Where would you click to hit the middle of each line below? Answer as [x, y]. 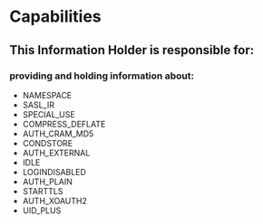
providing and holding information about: [102, 76]
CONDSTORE [48, 143]
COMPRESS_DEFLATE [64, 124]
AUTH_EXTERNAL [56, 153]
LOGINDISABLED [54, 172]
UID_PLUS [42, 210]
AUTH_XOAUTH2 [55, 201]
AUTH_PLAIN [47, 182]
